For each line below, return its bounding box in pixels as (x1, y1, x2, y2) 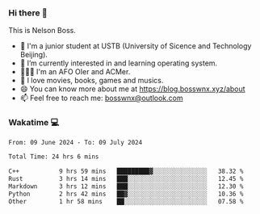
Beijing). (19, 50, 48, 60)
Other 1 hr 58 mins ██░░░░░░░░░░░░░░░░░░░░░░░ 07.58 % (8, 197, 244, 205)
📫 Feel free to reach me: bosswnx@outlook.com (19, 93, 183, 103)
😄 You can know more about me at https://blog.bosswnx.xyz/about (19, 84, 245, 94)
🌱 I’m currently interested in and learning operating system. (19, 58, 218, 68)
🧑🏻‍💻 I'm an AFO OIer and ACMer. (19, 67, 131, 77)
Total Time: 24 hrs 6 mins (8, 153, 99, 161)
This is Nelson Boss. (8, 26, 77, 36)
